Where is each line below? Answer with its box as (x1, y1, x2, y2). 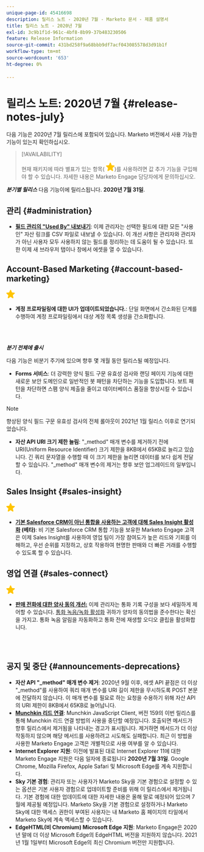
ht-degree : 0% (6, 61, 43, 67)
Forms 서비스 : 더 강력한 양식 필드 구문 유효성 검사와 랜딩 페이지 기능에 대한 (15, 370, 194, 377)
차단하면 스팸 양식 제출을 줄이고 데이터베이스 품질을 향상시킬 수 (26, 385, 177, 392)
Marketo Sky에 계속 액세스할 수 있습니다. (15, 815, 114, 823)
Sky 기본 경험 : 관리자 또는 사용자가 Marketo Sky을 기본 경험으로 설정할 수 (15, 778, 191, 785)
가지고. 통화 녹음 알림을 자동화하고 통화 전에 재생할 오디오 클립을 (21, 616, 175, 623)
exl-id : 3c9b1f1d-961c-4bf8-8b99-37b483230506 (6, 29, 127, 35)
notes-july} (6, 110, 65, 124)
